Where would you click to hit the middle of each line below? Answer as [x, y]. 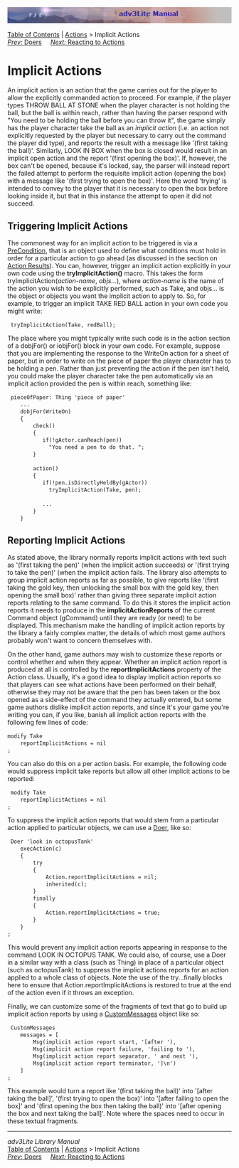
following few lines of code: [48, 723]
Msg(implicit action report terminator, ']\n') [105, 1063]
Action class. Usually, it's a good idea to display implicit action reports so [114, 677]
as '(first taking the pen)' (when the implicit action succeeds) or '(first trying [118, 565]
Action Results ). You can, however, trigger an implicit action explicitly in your [119, 266]
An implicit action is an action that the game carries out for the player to [112, 90]
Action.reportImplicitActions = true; [103, 913]
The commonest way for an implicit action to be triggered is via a [102, 243]
